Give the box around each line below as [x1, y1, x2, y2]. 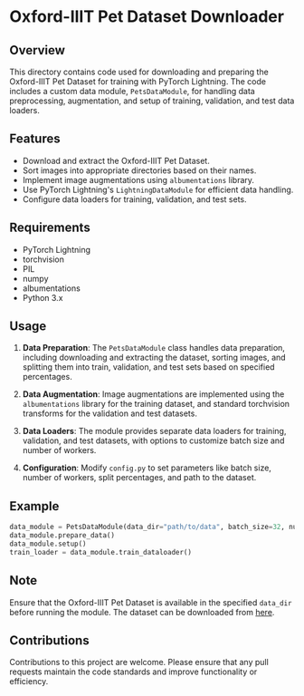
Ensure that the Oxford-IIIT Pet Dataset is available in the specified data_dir [9, 596, 292, 608]
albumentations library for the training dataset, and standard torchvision [22, 399, 290, 410]
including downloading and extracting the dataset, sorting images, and [22, 352, 287, 363]
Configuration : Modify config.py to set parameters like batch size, [22, 462, 271, 473]
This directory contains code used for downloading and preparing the [9, 66, 269, 77]
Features [9, 131, 61, 147]
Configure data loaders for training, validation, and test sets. [22, 193, 247, 205]
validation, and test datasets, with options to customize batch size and [22, 435, 285, 446]
